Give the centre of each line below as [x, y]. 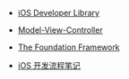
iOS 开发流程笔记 [49, 65]
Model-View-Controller [60, 30]
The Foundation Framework [69, 47]
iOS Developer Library [59, 13]
